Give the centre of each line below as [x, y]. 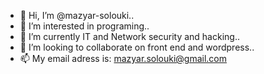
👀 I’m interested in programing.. [84, 26]
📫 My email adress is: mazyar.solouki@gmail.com [123, 58]
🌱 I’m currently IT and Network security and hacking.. [129, 36]
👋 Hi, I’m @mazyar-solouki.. [77, 15]
